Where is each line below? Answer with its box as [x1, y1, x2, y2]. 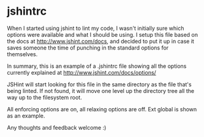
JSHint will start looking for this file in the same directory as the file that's [7, 81, 192, 88]
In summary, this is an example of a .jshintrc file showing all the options [7, 62, 187, 70]
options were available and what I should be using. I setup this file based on [7, 31, 198, 38]
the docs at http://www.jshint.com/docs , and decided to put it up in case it [7, 37, 195, 45]
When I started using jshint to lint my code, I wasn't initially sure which [7, 24, 184, 32]
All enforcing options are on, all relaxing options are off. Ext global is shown [7, 105, 197, 113]
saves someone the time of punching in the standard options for [7, 44, 169, 51]
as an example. [7, 112, 45, 119]
